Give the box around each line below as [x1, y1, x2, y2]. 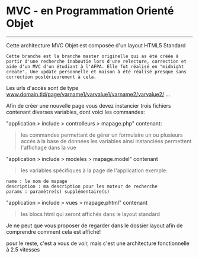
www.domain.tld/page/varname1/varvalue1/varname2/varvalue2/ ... [6, 91, 171, 98]
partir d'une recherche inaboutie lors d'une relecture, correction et [6, 58, 187, 64]
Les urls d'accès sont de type [6, 84, 79, 91]
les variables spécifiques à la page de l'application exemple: [20, 167, 168, 174]
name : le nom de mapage [6, 178, 68, 184]
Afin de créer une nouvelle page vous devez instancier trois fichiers [6, 102, 171, 109]
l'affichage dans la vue [20, 144, 76, 151]
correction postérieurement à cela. [6, 74, 97, 80]
